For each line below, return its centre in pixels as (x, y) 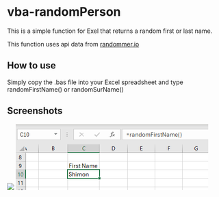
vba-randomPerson (64, 12)
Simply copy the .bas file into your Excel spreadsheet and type (95, 82)
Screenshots (35, 111)
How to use (31, 66)
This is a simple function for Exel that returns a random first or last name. (110, 31)
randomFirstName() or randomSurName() (66, 89)
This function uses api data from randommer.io (73, 44)
